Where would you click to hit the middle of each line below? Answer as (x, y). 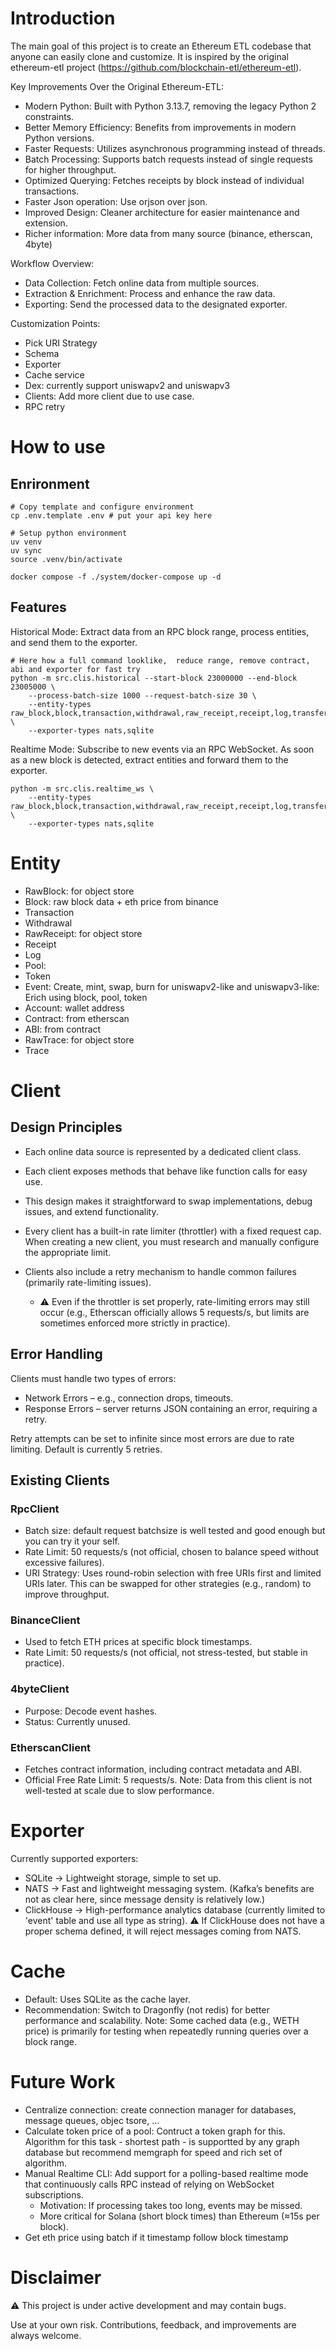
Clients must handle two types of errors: (93, 1378)
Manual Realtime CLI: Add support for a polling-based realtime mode (166, 2173)
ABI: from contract (63, 1029)
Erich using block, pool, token (86, 997)
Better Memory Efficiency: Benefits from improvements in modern (160, 127)
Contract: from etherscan (77, 1018)
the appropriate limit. (68, 1252)
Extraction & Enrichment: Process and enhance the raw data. (150, 293)
